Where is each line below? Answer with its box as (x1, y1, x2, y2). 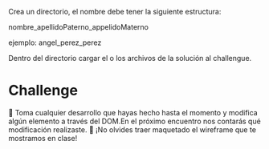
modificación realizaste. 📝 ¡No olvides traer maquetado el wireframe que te (8, 124, 257, 135)
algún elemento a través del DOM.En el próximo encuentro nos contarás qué (8, 116, 261, 126)
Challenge (8, 82, 79, 99)
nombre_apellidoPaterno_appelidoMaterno (8, 22, 149, 31)
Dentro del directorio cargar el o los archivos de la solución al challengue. (8, 54, 252, 62)
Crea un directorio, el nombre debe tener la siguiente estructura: (8, 7, 222, 16)
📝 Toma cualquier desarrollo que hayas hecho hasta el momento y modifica (8, 107, 259, 117)
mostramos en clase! (8, 133, 78, 143)
